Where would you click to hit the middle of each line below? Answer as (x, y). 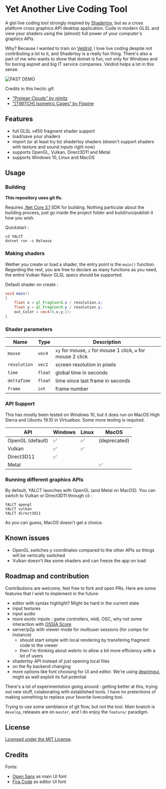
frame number (72, 389)
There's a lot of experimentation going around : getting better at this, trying (82, 686)
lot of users (31, 656)
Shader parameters (29, 329)
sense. (12, 69)
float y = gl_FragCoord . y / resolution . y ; (58, 307)
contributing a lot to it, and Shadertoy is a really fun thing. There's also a (79, 54)
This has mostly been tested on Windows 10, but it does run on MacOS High (83, 415)
